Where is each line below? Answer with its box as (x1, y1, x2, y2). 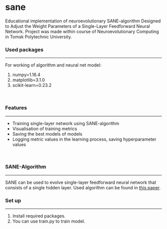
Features (5, 104, 27, 111)
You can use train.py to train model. (12, 218, 85, 225)
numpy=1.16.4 (12, 72, 41, 78)
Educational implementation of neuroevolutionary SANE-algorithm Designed (5, 18, 161, 24)
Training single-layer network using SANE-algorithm (12, 120, 119, 126)
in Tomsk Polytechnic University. (5, 34, 72, 40)
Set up (5, 197, 21, 204)
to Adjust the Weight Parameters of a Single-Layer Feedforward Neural (5, 23, 150, 29)
